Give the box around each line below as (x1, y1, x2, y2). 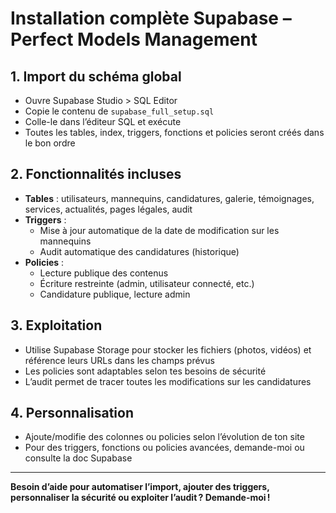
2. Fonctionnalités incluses (10, 166, 182, 183)
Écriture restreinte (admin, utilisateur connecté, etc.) (39, 277, 255, 289)
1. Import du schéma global (10, 68, 182, 85)
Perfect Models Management (10, 28, 258, 51)
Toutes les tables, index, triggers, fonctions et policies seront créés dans (24, 127, 325, 138)
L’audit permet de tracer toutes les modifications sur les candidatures (24, 375, 312, 387)
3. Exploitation (10, 317, 103, 334)
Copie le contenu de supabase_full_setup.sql (24, 105, 215, 117)
